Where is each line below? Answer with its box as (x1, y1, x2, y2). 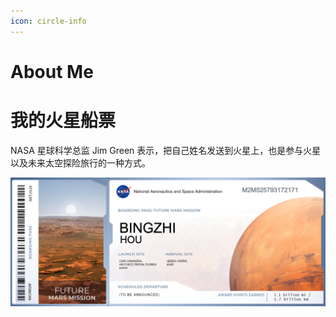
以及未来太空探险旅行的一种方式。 (10, 156, 151, 169)
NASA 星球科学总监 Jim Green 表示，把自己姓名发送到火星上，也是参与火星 (10, 144, 322, 156)
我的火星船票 (10, 110, 117, 132)
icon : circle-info (10, 16, 87, 26)
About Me (10, 60, 94, 83)
